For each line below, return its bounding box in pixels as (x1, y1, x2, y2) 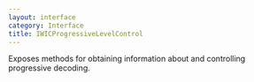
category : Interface (8, 21, 85, 30)
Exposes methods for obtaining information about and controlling (8, 54, 246, 64)
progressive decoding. (8, 63, 90, 73)
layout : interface (8, 12, 76, 22)
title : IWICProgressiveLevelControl (8, 29, 143, 38)
